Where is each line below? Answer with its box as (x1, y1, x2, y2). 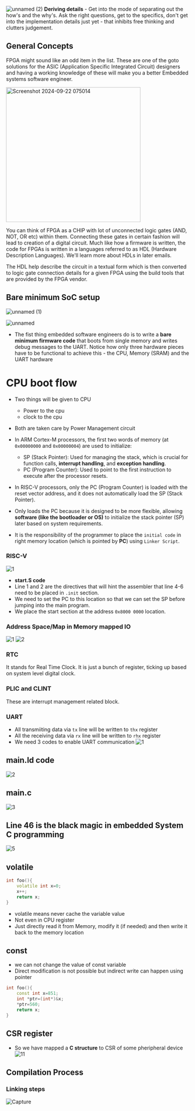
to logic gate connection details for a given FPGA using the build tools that (6, 269, 184, 276)
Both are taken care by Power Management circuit (14, 424, 135, 432)
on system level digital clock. (6, 670, 76, 677)
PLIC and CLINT (6, 685, 51, 693)
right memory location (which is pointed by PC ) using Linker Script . (14, 537, 180, 545)
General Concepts (6, 41, 74, 51)
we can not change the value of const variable (14, 961, 127, 969)
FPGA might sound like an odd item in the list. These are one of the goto (6, 56, 179, 64)
